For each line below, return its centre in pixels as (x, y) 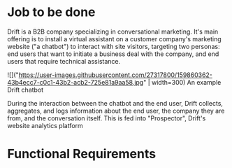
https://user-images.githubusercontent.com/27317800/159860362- (116, 75)
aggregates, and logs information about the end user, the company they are (116, 111)
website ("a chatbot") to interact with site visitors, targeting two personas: (114, 46)
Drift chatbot (26, 90)
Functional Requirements (81, 154)
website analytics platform (45, 125)
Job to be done (51, 12)
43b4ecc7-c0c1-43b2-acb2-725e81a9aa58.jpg (75, 82)
